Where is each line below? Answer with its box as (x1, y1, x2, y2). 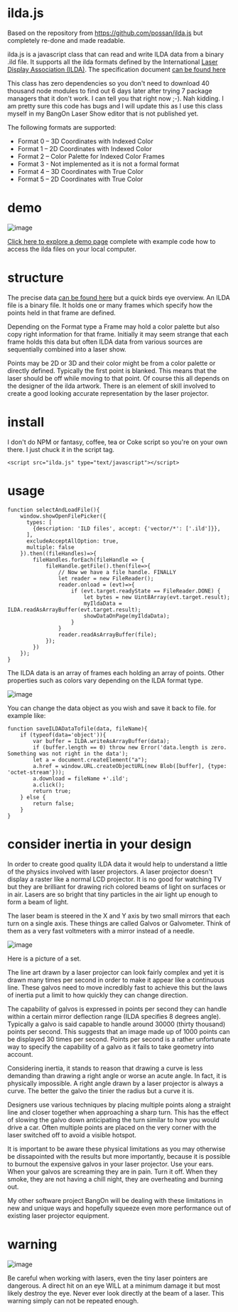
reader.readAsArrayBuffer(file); (58, 631, 158, 638)
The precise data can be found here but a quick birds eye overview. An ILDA (7, 293, 230, 302)
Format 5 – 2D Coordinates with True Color (17, 175, 144, 183)
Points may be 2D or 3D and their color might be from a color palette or (7, 359, 216, 367)
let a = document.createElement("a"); (33, 756, 148, 764)
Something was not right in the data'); (7, 750, 129, 757)
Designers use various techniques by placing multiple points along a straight (7, 1100, 231, 1109)
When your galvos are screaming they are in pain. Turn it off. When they (7, 1167, 218, 1176)
